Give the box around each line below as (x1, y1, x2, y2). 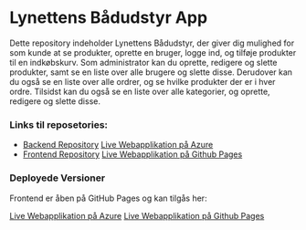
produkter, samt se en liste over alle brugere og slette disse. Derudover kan (9, 67, 293, 78)
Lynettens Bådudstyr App (9, 7, 208, 28)
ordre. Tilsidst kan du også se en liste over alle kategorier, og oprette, (9, 86, 271, 97)
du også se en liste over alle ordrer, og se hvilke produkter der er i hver (9, 76, 276, 87)
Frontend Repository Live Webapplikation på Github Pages (22, 149, 243, 160)
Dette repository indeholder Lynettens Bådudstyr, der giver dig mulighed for (9, 37, 295, 48)
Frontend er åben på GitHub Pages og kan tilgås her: (9, 193, 207, 204)
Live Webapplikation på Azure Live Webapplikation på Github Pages (9, 210, 265, 221)
